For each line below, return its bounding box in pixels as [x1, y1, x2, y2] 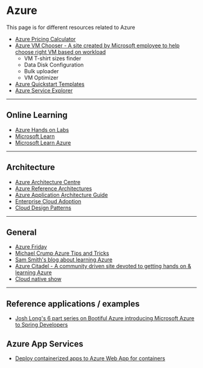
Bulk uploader [24, 67, 59, 74]
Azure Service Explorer [14, 87, 73, 94]
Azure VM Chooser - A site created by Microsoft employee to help [14, 42, 180, 49]
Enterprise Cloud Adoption [14, 197, 82, 205]
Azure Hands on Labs [14, 126, 69, 133]
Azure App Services [6, 338, 83, 349]
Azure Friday [14, 243, 47, 251]
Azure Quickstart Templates [14, 80, 85, 88]
